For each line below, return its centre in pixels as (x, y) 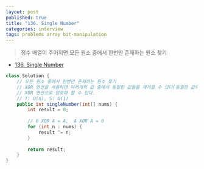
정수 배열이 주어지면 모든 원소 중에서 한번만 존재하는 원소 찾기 (93, 53)
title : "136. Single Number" (43, 23)
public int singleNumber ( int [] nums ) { (67, 104)
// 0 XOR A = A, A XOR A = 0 (66, 121)
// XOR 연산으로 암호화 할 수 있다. (56, 93)
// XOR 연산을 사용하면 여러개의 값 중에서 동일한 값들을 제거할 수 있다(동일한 (102, 87)
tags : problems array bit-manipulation (56, 35)
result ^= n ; (55, 132)
